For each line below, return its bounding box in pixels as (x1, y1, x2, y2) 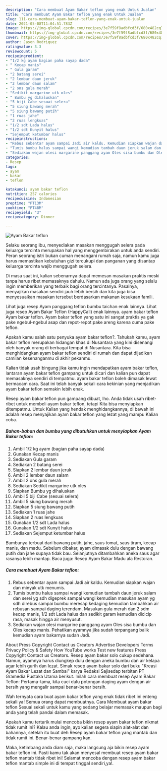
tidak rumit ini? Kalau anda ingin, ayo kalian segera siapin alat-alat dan (5, 724, 149, 730)
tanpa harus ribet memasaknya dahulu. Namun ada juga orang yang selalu (5, 278, 158, 284)
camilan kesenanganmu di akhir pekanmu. (5, 355, 92, 361)
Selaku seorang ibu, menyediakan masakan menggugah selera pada (5, 242, 145, 248)
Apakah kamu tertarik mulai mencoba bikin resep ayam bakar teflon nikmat (5, 719, 159, 725)
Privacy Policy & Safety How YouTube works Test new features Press (5, 647, 147, 653)
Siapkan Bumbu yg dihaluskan (12, 488, 75, 494)
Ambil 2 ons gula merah (12, 477, 61, 484)
